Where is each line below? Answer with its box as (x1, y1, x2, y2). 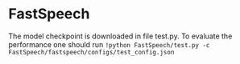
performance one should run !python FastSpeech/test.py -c (8, 39, 210, 49)
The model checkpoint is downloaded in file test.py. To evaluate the (8, 31, 233, 41)
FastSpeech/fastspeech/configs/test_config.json (8, 48, 175, 56)
